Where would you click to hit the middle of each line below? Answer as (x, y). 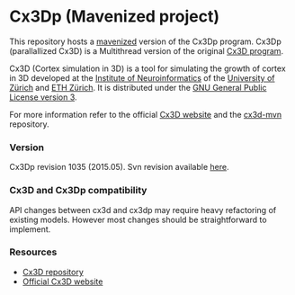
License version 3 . (44, 97)
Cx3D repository (53, 272)
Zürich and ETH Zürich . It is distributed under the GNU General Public (138, 87)
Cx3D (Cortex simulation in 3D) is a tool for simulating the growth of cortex (147, 68)
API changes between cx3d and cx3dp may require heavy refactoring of (143, 210)
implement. (30, 229)
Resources (33, 252)
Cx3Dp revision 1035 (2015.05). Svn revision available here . (119, 167)
